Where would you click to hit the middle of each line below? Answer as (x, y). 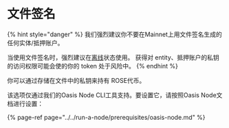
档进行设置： (25, 103)
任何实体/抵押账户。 (35, 42)
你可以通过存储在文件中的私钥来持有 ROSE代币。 (76, 80)
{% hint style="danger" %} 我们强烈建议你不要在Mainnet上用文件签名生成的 (115, 34)
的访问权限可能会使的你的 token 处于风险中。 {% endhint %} (93, 66)
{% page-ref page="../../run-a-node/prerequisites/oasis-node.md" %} (106, 117)
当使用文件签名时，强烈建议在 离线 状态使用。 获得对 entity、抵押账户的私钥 (113, 57)
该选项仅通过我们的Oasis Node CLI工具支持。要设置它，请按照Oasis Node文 (115, 95)
